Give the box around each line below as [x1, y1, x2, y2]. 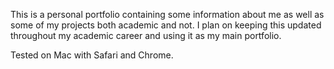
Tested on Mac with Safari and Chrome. [10, 49, 174, 61]
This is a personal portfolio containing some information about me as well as [10, 9, 325, 20]
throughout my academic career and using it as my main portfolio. [10, 30, 282, 41]
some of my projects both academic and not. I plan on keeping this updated [10, 19, 322, 31]
